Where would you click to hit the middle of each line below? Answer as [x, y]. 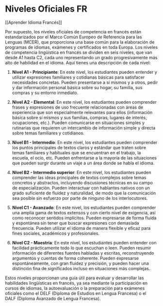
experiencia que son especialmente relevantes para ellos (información [82, 112]
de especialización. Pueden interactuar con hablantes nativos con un [81, 188]
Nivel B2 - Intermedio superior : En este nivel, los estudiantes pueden [81, 172]
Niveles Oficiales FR [46, 9]
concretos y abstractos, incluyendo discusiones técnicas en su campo [82, 182]
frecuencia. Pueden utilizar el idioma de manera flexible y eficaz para [81, 228]
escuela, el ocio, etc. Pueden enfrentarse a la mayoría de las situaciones [84, 158]
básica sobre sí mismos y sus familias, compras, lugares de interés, [79, 117]
